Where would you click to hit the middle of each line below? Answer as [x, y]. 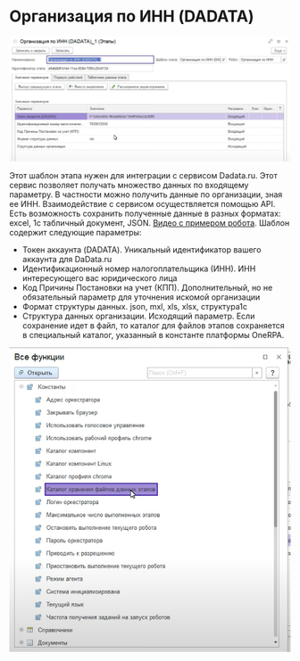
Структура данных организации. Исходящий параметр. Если [138, 316]
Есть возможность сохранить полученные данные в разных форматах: [145, 213]
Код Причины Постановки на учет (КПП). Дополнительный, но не [147, 287]
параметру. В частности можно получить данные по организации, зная [146, 194]
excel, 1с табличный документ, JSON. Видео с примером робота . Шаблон [150, 223]
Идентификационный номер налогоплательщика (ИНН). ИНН [139, 269]
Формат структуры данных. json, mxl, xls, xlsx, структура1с [135, 306]
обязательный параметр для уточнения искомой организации [141, 297]
